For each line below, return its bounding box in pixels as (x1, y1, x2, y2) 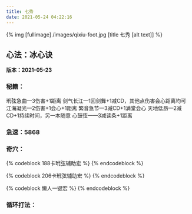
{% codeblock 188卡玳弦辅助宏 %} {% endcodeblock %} (6, 159, 144, 166)
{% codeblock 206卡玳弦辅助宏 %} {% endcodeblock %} (6, 172, 145, 179)
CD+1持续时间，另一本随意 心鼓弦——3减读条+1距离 (6, 112, 133, 119)
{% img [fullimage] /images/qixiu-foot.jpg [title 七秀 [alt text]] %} (6, 31, 163, 38)
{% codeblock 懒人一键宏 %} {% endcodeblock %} (6, 185, 130, 192)
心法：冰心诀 (6, 49, 53, 59)
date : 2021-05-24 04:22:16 (6, 14, 72, 20)
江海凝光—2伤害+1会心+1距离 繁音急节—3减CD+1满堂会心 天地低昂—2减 (6, 104, 182, 112)
